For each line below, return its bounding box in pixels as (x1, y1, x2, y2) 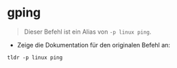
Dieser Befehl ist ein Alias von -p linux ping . (23, 27, 152, 36)
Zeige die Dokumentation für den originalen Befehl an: (16, 41, 170, 49)
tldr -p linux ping (7, 54, 63, 61)
